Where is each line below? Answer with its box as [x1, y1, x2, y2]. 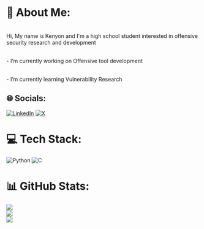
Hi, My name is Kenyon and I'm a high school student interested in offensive [6, 32, 198, 39]
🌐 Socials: [6, 93, 47, 103]
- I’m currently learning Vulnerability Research [6, 75, 123, 83]
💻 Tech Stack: [6, 132, 82, 146]
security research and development [6, 39, 96, 46]
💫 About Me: [6, 6, 71, 20]
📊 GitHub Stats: [6, 179, 90, 193]
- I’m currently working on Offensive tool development [6, 57, 143, 64]
